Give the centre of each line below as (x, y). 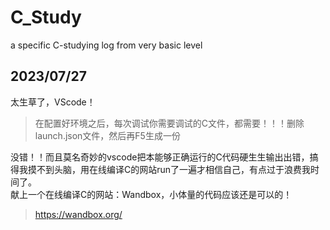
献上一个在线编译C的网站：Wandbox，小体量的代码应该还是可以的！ (151, 194)
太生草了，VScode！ (53, 102)
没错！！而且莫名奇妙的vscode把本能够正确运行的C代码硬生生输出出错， (160, 157)
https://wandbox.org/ (78, 214)
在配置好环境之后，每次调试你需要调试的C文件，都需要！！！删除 (169, 123)
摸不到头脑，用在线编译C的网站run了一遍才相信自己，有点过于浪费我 (169, 169)
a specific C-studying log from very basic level (106, 45)
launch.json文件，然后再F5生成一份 (107, 135)
